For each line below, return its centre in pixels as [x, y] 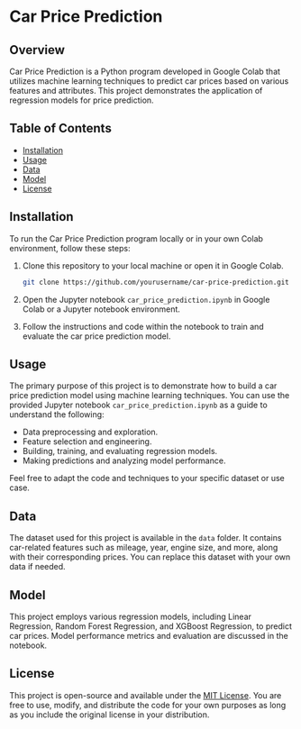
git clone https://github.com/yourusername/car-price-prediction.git [156, 282]
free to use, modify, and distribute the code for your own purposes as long [148, 705]
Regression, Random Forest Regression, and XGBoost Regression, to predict [151, 626]
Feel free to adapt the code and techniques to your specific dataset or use [147, 478]
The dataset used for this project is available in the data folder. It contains [146, 538]
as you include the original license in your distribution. [109, 715]
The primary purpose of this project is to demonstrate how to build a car [143, 386]
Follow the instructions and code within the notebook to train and [143, 326]
